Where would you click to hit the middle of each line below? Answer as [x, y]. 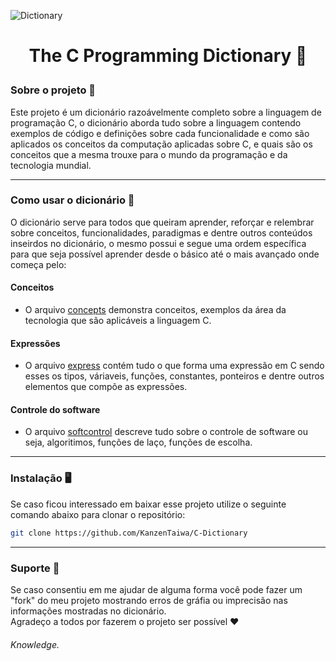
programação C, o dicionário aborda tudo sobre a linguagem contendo [156, 122]
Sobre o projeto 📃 [53, 90]
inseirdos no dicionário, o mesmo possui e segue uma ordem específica [158, 243]
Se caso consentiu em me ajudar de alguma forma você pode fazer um [156, 589]
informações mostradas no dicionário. [88, 611]
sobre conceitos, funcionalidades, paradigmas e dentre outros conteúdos [161, 232]
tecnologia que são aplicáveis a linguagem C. [118, 321]
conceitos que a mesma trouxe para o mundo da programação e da [149, 154]
